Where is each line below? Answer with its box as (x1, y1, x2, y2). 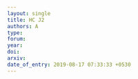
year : (7, 42, 23, 49)
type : (7, 29, 23, 36)
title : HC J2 (7, 16, 45, 23)
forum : (7, 36, 26, 43)
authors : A (7, 23, 39, 30)
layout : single (7, 10, 51, 17)
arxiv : (7, 55, 26, 62)
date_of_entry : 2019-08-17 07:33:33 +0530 (7, 61, 131, 68)
